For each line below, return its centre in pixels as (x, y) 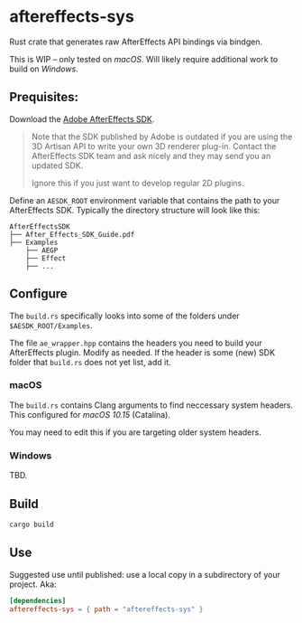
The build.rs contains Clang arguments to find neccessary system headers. (151, 405)
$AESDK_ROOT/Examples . (51, 325)
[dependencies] (38, 600)
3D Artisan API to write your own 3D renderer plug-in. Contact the (154, 146)
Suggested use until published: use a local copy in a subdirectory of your (145, 574)
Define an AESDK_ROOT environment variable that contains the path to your (145, 200)
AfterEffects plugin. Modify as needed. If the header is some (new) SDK (142, 352)
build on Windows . (44, 69)
